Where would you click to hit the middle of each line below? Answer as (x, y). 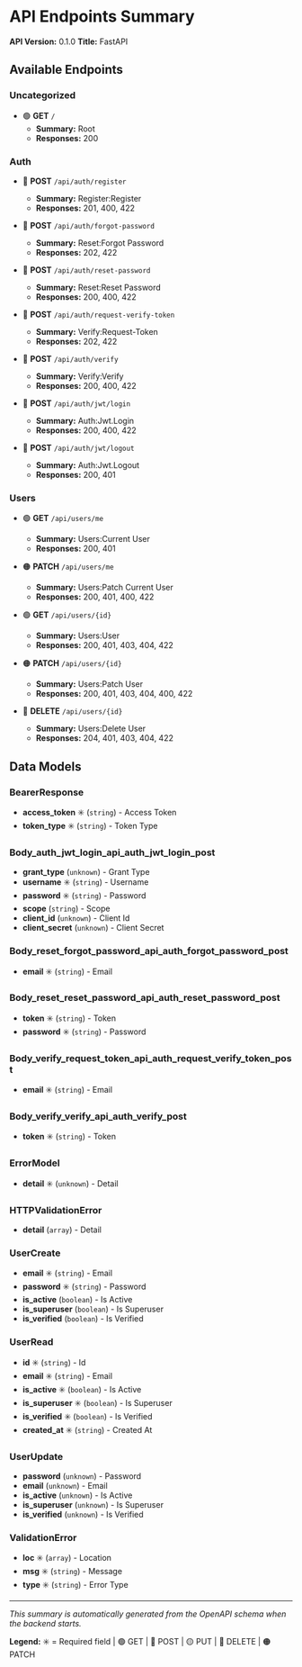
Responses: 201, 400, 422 (85, 208)
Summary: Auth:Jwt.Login (85, 420)
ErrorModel (35, 1163)
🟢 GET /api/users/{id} (67, 615)
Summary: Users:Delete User (91, 729)
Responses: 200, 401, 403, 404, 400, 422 (114, 694)
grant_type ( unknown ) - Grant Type (86, 872)
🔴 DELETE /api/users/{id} (72, 711)
